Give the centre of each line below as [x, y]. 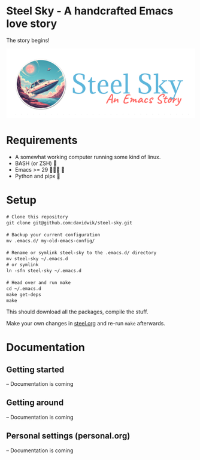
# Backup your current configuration [53, 235]
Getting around [35, 403]
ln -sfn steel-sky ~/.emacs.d [44, 271]
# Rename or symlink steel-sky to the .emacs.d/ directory [81, 253]
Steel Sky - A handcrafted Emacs [90, 11]
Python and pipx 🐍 [37, 176]
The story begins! [28, 40]
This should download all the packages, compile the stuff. [77, 312]
